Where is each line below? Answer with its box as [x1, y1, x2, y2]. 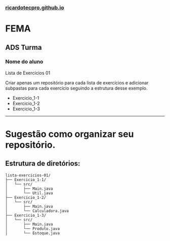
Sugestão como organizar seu [5, 128, 134, 140]
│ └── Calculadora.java [5, 208, 69, 214]
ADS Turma [5, 43, 42, 52]
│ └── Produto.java [5, 226, 60, 231]
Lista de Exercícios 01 [5, 70, 51, 76]
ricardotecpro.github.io [5, 4, 64, 11]
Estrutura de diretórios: [5, 159, 80, 168]
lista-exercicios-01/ [5, 172, 51, 178]
